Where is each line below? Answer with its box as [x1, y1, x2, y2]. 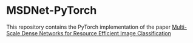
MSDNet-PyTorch [6, 4, 97, 17]
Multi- [172, 23, 187, 30]
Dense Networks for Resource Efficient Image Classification [21, 29, 172, 36]
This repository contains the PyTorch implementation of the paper [6, 23, 171, 30]
